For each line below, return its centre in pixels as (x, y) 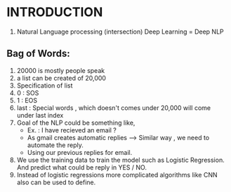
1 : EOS (27, 100)
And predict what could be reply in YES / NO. (81, 167)
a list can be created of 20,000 (61, 78)
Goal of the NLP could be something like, (76, 123)
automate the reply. (55, 145)
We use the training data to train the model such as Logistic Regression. (121, 160)
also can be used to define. (56, 182)
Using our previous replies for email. (80, 152)
